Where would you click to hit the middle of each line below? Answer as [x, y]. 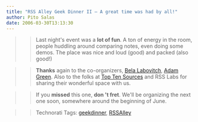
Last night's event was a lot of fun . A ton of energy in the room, [114, 40]
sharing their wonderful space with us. [83, 83]
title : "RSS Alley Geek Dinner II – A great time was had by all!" [92, 12]
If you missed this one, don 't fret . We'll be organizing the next [113, 95]
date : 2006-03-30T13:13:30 [40, 23]
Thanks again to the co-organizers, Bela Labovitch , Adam [107, 71]
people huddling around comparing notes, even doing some [109, 46]
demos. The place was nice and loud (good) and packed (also [112, 53]
